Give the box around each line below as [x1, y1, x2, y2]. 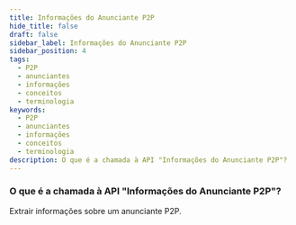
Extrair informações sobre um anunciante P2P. [9, 205, 182, 216]
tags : [9, 55, 30, 64]
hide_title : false [9, 22, 78, 31]
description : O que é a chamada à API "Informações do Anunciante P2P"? [9, 155, 288, 165]
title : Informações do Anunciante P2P [9, 13, 155, 22]
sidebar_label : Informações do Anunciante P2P [9, 38, 187, 48]
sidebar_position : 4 [9, 47, 87, 56]
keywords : [9, 105, 47, 114]
